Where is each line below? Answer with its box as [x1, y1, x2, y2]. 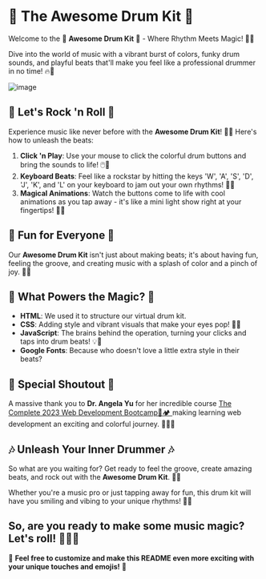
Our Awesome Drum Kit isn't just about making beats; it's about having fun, [8, 250, 259, 259]
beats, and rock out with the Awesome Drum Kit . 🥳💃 [8, 472, 182, 481]
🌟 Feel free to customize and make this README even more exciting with [8, 553, 255, 563]
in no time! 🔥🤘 [8, 66, 55, 75]
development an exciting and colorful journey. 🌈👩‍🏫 [8, 420, 175, 429]
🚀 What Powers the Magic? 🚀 [8, 290, 155, 304]
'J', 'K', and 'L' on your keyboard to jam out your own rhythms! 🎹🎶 [19, 179, 235, 189]
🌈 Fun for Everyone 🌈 [8, 228, 115, 243]
